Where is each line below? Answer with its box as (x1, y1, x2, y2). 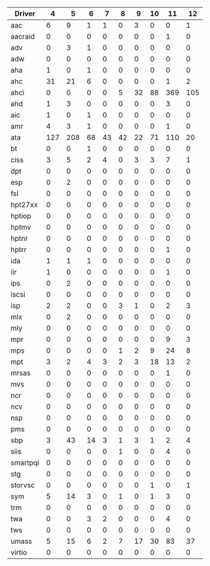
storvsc (10, 480, 35, 489)
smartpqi (10, 458, 40, 467)
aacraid (10, 32, 35, 41)
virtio (10, 548, 28, 557)
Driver (14, 9, 36, 18)
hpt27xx (10, 200, 38, 209)
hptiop (10, 211, 32, 220)
